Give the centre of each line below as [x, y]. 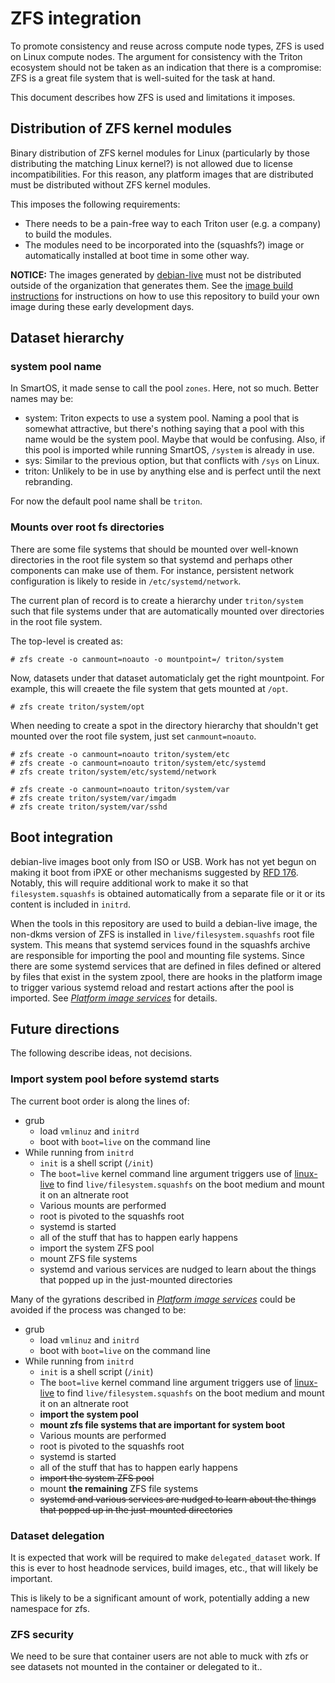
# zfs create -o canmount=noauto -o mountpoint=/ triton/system [147, 659]
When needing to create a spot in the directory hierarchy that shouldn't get [164, 725]
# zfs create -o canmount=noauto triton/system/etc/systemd [138, 763]
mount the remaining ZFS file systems [119, 1488]
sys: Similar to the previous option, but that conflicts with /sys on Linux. [172, 461]
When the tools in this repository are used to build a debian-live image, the [164, 923]
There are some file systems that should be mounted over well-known [154, 549]
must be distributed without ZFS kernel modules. [110, 184]
